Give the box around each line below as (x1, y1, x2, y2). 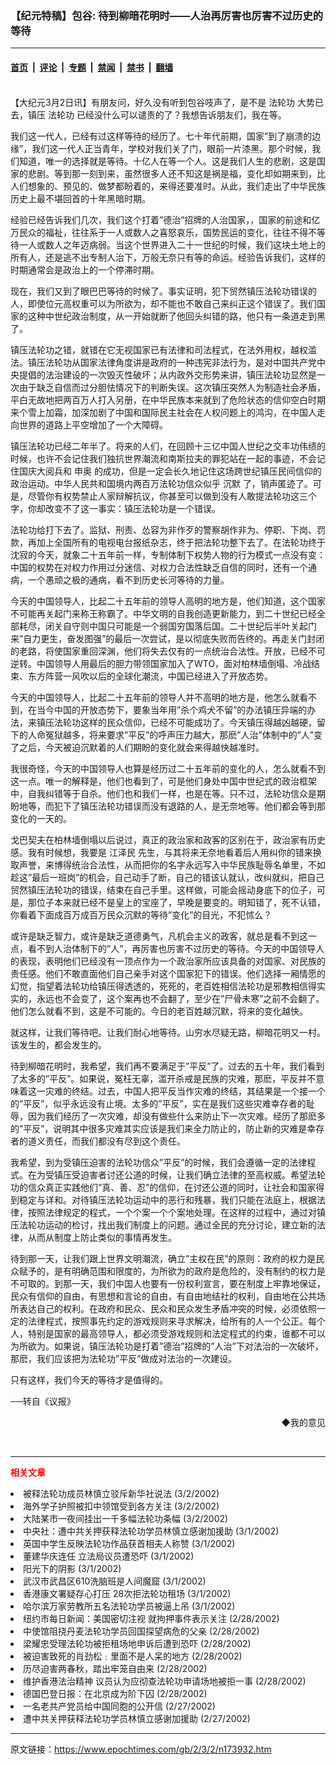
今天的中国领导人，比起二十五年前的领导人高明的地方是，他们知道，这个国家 (10, 595, 326, 607)
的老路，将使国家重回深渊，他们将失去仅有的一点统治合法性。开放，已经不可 (10, 645, 326, 657)
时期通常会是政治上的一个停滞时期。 (10, 263, 160, 276)
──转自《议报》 (10, 1395, 76, 1407)
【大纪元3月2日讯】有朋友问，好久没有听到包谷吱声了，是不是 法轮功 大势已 (10, 96, 325, 108)
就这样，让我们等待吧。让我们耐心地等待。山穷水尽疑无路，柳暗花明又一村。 (10, 1026, 326, 1038)
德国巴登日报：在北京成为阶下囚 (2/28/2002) (23, 1687, 208, 1699)
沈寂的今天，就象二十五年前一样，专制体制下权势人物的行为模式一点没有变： (10, 548, 326, 561)
